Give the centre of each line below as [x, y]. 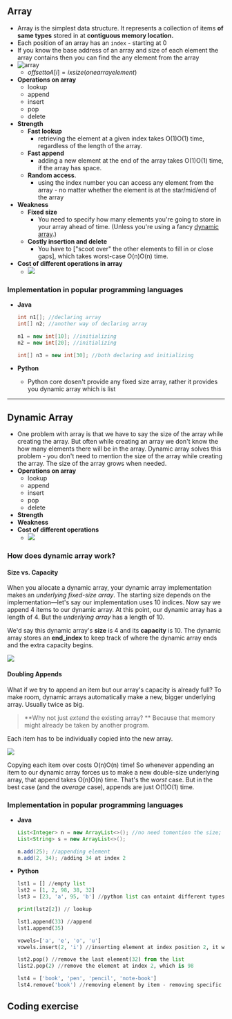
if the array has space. [70, 168]
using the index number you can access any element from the [126, 182]
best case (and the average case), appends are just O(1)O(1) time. [101, 787]
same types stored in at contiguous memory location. [95, 35]
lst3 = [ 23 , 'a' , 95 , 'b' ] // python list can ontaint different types [121, 897]
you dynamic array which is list [71, 389]
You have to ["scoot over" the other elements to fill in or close [126, 249]
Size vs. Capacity [33, 572]
